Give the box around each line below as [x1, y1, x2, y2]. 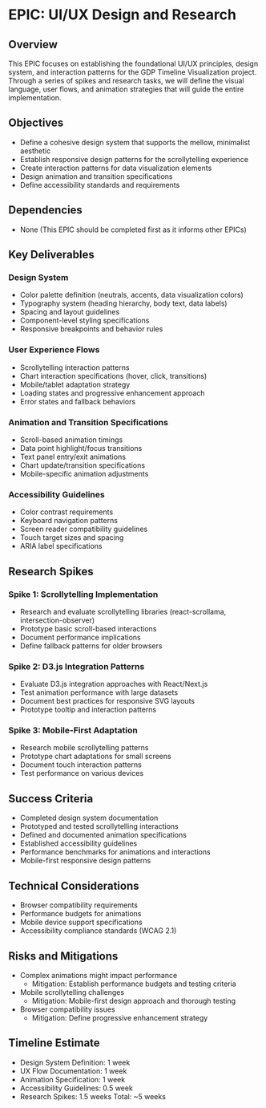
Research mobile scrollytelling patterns [19, 743, 149, 753]
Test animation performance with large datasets [19, 688, 179, 697]
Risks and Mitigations [8, 949, 119, 963]
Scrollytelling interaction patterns [19, 363, 130, 372]
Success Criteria [8, 792, 94, 806]
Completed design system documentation [19, 813, 159, 823]
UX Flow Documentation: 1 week [19, 1065, 127, 1076]
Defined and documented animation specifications [19, 830, 187, 840]
